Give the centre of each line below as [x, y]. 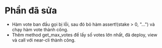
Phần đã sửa [31, 11]
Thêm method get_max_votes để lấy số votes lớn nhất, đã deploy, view [84, 35]
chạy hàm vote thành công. [40, 29]
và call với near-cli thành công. [44, 40]
